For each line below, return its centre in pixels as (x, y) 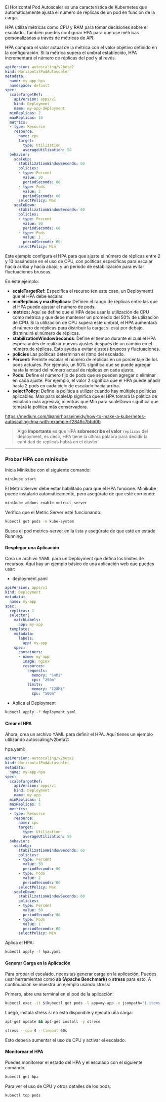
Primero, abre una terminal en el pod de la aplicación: (60, 994)
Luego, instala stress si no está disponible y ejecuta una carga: (69, 1013)
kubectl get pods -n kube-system (40, 522)
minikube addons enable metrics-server (46, 503)
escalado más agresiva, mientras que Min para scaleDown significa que (85, 401)
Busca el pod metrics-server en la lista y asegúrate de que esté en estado (80, 531)
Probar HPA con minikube (37, 459)
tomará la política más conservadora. (50, 407)
